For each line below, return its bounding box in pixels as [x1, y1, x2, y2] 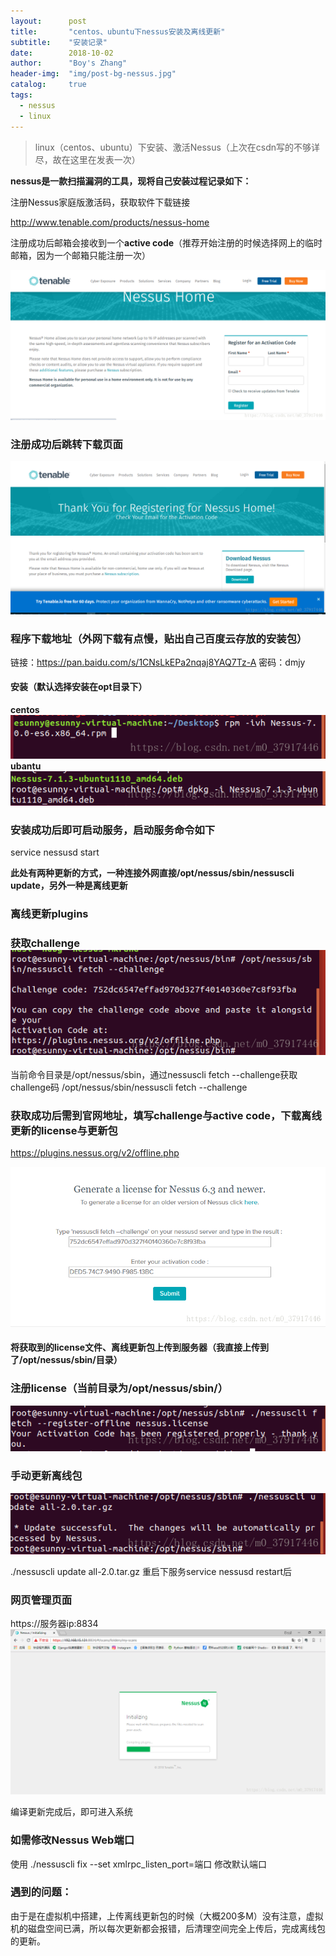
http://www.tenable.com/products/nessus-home [10, 216, 210, 228]
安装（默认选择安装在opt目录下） [10, 681, 148, 693]
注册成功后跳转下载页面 [10, 437, 123, 451]
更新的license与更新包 [10, 1123, 118, 1137]
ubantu [10, 760, 42, 772]
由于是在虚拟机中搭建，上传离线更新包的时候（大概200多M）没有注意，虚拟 [10, 1910, 324, 1922]
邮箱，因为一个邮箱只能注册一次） [10, 249, 151, 261]
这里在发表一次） [69, 153, 141, 165]
